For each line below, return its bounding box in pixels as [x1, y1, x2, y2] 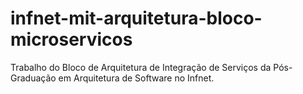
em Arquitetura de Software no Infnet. [58, 72, 215, 84]
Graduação [10, 72, 57, 84]
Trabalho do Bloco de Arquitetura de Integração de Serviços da [10, 61, 272, 73]
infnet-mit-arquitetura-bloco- [10, 7, 263, 30]
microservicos [10, 28, 133, 51]
